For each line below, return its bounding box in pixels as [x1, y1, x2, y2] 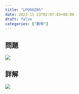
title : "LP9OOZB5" [5, 7, 43, 12]
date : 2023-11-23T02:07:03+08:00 [5, 12, 75, 17]
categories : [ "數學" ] [5, 21, 49, 26]
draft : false [5, 16, 32, 21]
